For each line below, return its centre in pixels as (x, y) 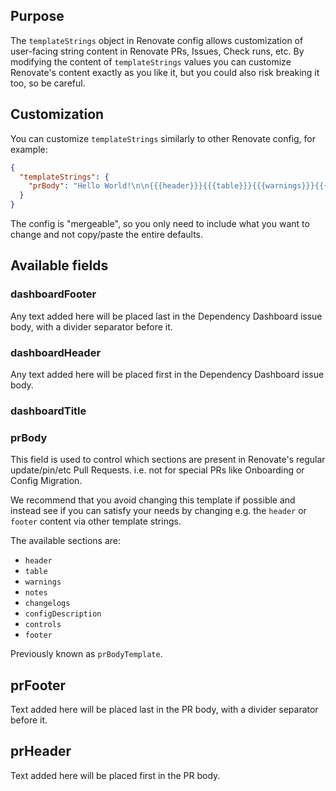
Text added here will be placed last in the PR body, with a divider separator (164, 710)
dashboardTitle (48, 411)
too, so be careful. (48, 83)
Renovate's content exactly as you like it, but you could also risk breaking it (165, 72)
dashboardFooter (53, 294)
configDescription (63, 614)
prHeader (41, 751)
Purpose (37, 16)
